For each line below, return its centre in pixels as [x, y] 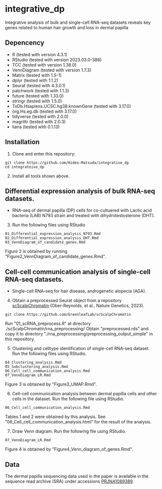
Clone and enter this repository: [44, 153]
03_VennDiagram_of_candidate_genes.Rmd [45, 242]
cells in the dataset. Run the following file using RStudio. [68, 399]
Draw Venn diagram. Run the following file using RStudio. [69, 431]
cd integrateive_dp [25, 167]
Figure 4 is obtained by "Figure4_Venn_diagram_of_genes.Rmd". [69, 449]
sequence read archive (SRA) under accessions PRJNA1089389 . [70, 481]
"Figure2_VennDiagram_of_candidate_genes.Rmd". [56, 256]
